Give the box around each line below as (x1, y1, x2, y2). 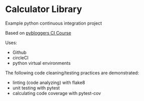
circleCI (12, 54, 29, 61)
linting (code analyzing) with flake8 (12, 79, 85, 85)
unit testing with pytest (12, 84, 60, 91)
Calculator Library (5, 4, 82, 15)
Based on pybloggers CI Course (5, 30, 71, 36)
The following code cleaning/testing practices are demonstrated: (5, 69, 139, 76)
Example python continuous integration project (5, 20, 102, 26)
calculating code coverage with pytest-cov (12, 90, 101, 96)
